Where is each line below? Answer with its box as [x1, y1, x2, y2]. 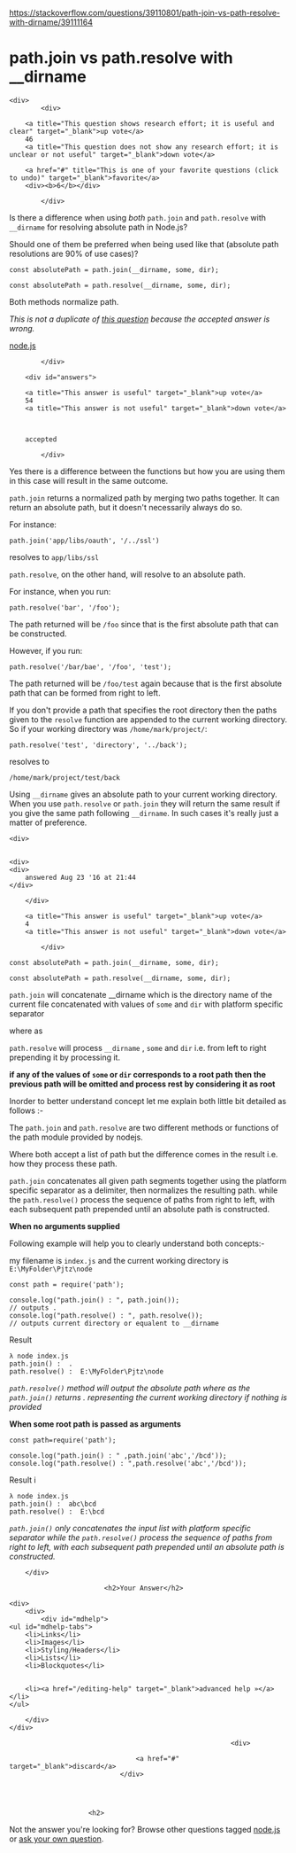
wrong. [9, 323, 35, 333]
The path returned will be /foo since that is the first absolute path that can [9, 619, 279, 629]
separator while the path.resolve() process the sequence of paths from [9, 1532, 273, 1543]
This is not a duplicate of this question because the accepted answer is [9, 314, 270, 324]
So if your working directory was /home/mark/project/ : [9, 723, 208, 734]
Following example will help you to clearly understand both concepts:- [9, 1238, 265, 1249]
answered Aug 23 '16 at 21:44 [25, 873, 137, 882]
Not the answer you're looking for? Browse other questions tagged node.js [9, 1824, 281, 1834]
